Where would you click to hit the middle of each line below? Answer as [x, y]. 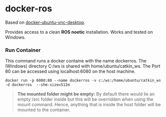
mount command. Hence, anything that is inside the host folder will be [89, 105]
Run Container [23, 50]
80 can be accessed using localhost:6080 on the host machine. [70, 71]
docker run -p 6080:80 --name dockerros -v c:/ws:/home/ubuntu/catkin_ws [83, 81]
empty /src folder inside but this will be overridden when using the [85, 99]
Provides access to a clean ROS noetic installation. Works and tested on [79, 32]
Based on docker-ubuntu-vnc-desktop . [45, 22]
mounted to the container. [44, 110]
